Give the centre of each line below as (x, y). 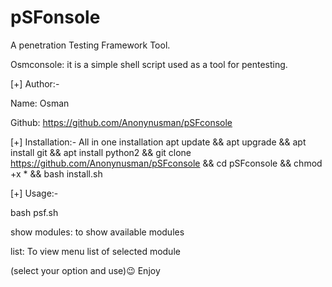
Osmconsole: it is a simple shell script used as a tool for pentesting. (149, 64)
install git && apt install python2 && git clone (101, 152)
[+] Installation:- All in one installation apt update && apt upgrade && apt (158, 142)
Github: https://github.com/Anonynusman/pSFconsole (121, 122)
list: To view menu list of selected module (95, 251)
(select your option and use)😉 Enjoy (85, 270)
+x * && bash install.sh (56, 173)
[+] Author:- (35, 83)
